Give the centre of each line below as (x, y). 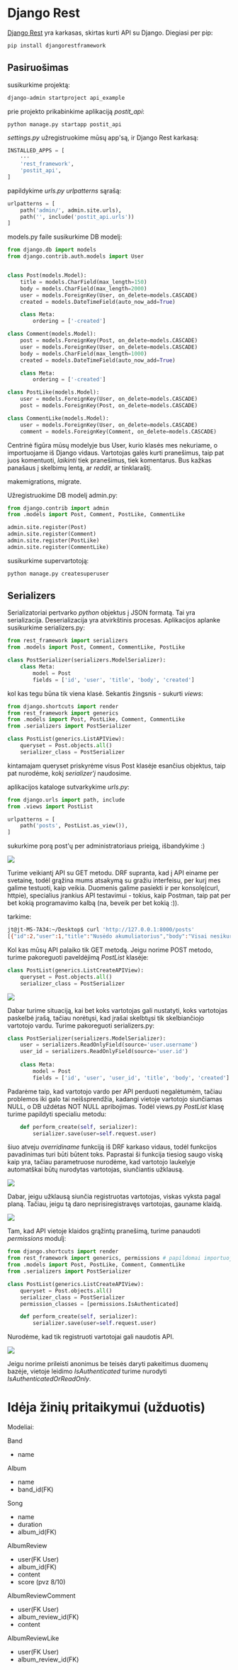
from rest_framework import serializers (68, 641)
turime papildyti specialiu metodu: (57, 1114)
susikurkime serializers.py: (46, 627)
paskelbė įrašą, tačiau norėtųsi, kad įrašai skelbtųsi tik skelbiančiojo (106, 1018)
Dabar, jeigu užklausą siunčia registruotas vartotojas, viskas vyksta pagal (114, 1197)
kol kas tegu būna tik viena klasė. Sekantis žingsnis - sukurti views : (105, 693)
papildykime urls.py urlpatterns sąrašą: (64, 191)
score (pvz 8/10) (41, 1582)
